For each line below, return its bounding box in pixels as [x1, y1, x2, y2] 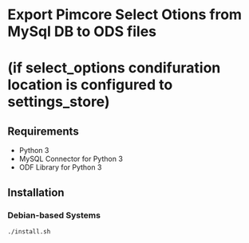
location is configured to [7, 76, 173, 94]
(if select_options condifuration [7, 59, 221, 77]
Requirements [7, 124, 79, 138]
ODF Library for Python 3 [18, 163, 102, 172]
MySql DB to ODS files [7, 22, 157, 41]
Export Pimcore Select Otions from [7, 6, 243, 24]
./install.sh [7, 227, 51, 236]
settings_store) [7, 93, 110, 111]
